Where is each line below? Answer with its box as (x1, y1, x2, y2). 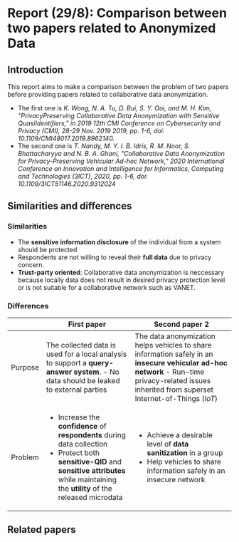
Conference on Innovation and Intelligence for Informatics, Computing (17, 165, 224, 172)
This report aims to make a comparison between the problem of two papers (7, 83, 229, 90)
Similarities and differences (7, 200, 132, 212)
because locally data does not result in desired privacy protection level (17, 276, 225, 284)
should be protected (17, 245, 78, 254)
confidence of (58, 421, 107, 431)
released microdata (58, 492, 123, 502)
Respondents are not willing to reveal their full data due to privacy (17, 253, 212, 261)
